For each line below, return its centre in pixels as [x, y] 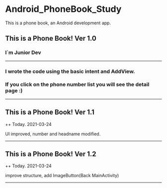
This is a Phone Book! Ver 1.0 [51, 38]
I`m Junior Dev [23, 53]
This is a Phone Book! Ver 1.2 [51, 154]
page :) [14, 91]
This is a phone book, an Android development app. [58, 23]
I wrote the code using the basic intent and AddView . [70, 71]
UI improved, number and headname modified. [53, 134]
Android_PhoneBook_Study [63, 9]
